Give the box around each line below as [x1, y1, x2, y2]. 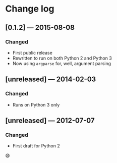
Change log [5, 3, 54, 15]
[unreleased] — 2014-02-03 [5, 75, 96, 84]
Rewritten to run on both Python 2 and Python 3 [12, 55, 112, 61]
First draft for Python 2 [12, 143, 60, 149]
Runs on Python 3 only [12, 101, 60, 107]
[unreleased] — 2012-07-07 [5, 116, 95, 125]
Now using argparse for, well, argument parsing [12, 60, 111, 66]
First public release [12, 49, 53, 56]
